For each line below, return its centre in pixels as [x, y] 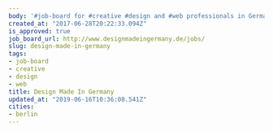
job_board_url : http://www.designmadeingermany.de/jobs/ [107, 39]
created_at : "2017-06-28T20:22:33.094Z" [78, 24]
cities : [22, 107]
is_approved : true [39, 31]
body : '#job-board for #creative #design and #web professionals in [127, 16]
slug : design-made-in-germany [60, 46]
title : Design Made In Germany [61, 92]
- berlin [23, 115]
